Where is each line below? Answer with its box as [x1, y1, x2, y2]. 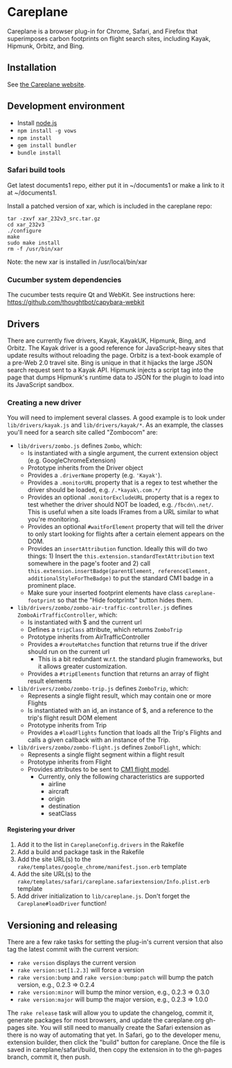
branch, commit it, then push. [7, 1053, 91, 1061]
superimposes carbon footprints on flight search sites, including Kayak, [7, 34, 211, 42]
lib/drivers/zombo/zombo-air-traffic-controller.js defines [17, 604, 193, 612]
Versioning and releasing [7, 919, 118, 931]
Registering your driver [7, 825, 75, 833]
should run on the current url [27, 648, 110, 656]
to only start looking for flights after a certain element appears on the [27, 530, 225, 538]
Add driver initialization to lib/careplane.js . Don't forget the [17, 892, 190, 900]
